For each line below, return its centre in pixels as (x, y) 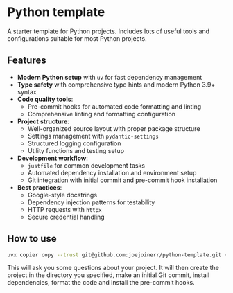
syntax (27, 91)
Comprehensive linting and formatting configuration (101, 114)
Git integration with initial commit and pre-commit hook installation (122, 180)
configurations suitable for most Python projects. (77, 38)
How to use (32, 239)
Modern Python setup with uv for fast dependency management (110, 77)
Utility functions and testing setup (76, 150)
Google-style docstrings (62, 195)
